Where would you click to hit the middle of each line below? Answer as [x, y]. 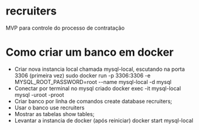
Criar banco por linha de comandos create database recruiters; [93, 101]
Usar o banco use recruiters [49, 108]
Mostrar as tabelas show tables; [54, 114]
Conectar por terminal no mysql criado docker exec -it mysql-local [98, 88]
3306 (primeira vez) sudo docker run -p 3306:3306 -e [83, 75]
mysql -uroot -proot [39, 94]
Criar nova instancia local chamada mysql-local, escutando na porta [100, 69]
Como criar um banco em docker [90, 52]
